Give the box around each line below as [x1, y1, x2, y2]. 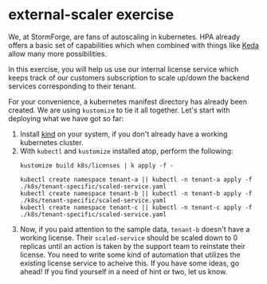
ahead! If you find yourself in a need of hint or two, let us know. [19, 266, 228, 276]
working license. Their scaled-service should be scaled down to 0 [19, 233, 238, 243]
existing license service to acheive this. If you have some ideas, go [19, 258, 240, 268]
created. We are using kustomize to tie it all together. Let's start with [8, 105, 230, 115]
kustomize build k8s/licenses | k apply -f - [19, 161, 174, 169]
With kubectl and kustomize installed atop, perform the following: [19, 146, 234, 156]
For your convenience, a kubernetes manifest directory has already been [8, 97, 248, 106]
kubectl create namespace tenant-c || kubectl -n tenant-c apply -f [19, 203, 253, 211]
